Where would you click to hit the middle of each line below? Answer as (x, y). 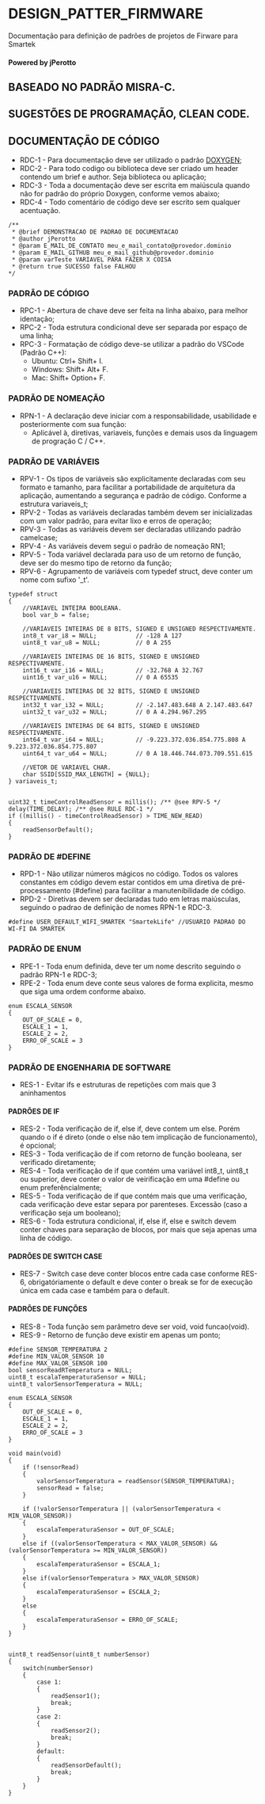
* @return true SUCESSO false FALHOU (74, 267)
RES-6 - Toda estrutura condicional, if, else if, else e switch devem (128, 1221)
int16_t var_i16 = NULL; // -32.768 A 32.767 (113, 671)
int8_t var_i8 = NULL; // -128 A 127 (102, 636)
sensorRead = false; (70, 1488)
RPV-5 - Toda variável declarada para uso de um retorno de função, (130, 554)
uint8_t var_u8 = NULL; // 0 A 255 (97, 643)
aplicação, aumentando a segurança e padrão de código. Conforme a (133, 496)
